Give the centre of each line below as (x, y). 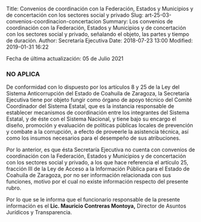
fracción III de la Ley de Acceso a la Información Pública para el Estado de (98, 169)
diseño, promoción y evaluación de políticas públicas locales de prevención (100, 125)
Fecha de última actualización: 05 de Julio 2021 (65, 58)
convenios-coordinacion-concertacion (54, 21)
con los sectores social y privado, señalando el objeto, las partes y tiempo (98, 34)
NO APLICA (23, 74)
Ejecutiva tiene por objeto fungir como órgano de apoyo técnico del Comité (99, 100)
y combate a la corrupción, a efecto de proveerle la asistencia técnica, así (97, 132)
